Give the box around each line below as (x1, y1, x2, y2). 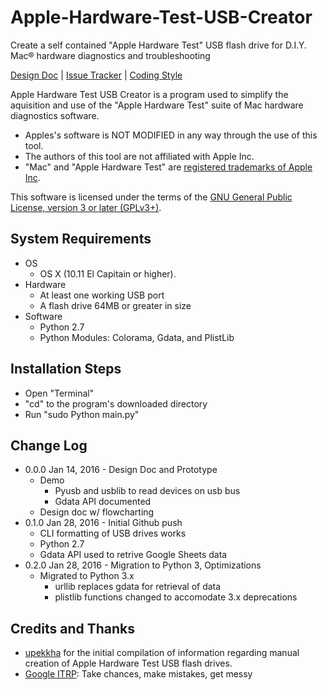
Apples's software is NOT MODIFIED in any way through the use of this (24, 129, 318, 141)
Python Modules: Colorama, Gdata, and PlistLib (39, 331, 235, 343)
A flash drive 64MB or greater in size (39, 299, 192, 311)
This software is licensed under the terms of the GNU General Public (10, 191, 293, 203)
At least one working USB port (39, 289, 165, 301)
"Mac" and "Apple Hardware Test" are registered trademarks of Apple (24, 161, 313, 173)
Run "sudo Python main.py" (24, 408, 140, 420)
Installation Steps (10, 361, 122, 378)
